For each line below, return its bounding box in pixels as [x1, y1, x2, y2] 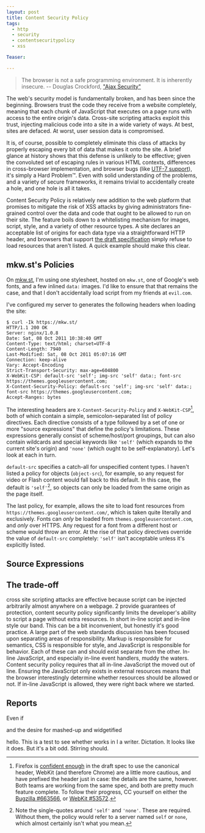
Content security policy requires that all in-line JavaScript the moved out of [6, 661, 195, 668]
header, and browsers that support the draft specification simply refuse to [6, 235, 192, 242]
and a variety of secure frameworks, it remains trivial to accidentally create [6, 178, 195, 185]
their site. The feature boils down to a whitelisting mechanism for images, [6, 215, 190, 223]
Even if [6, 714, 24, 722]
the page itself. [6, 490, 44, 498]
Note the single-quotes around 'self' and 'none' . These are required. [15, 806, 192, 814]
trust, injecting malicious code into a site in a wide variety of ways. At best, [6, 121, 194, 128]
